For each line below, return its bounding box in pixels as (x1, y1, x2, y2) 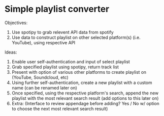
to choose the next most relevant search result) (11, 106, 108, 112)
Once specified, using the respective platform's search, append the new (11, 90, 159, 96)
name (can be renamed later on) (11, 85, 77, 90)
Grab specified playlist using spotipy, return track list (11, 64, 119, 70)
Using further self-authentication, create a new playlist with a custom (11, 80, 152, 86)
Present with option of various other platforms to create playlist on (11, 69, 146, 75)
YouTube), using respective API (11, 39, 76, 45)
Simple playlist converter (4, 3, 109, 15)
